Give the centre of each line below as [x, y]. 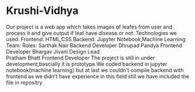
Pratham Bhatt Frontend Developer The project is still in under [81, 58]
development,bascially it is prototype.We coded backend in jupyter [87, 64]
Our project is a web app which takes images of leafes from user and [89, 27]
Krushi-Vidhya [42, 11]
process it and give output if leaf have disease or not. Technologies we [92, 33]
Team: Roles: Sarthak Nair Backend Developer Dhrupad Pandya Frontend [94, 45]
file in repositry [24, 82]
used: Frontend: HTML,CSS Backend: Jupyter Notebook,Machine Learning [96, 39]
